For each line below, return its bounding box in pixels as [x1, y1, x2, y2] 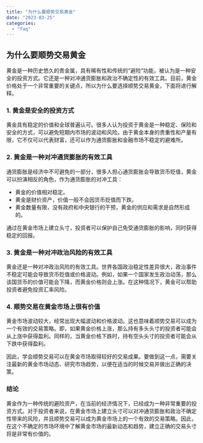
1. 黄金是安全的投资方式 [6, 106, 74, 115]
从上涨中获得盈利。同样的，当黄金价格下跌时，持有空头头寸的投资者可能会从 [6, 333, 197, 340]
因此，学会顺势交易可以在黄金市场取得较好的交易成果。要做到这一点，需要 [6, 353, 192, 361]
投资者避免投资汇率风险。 [6, 285, 70, 293]
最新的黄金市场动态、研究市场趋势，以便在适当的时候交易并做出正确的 [11, 361, 186, 368]
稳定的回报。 [6, 231, 38, 239]
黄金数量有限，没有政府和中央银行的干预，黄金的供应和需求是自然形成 [14, 204, 190, 211]
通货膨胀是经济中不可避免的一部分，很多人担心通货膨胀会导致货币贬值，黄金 [6, 168, 197, 175]
